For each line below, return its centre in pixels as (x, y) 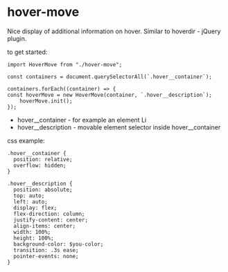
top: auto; (29, 196)
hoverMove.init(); (46, 101)
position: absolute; (43, 190)
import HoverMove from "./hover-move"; (65, 64)
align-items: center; (45, 226)
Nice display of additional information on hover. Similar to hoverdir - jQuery (114, 31)
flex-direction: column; (49, 214)
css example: (26, 140)
